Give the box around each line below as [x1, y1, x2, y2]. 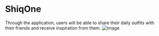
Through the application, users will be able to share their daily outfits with [5, 20, 155, 26]
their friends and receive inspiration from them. [5, 25, 101, 31]
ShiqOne [5, 3, 41, 15]
